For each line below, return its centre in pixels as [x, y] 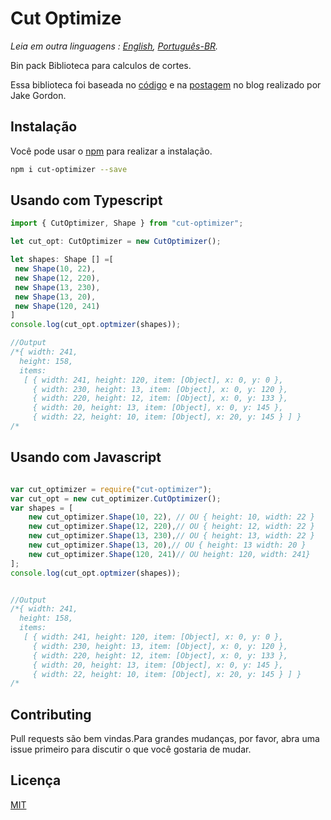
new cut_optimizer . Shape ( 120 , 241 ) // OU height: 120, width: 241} [169, 554]
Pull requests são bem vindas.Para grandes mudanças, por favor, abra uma [165, 739]
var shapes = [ [42, 508]
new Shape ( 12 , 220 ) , [57, 278]
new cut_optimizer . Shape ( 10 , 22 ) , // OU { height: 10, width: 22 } [171, 517]
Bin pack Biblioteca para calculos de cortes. [101, 65]
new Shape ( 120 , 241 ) [57, 306]
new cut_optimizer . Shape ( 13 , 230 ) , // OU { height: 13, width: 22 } [171, 536]
